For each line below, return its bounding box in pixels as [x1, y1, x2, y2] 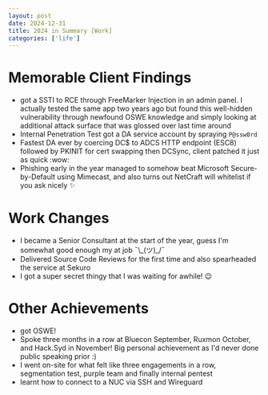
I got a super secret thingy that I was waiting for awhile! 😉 [19, 271, 213, 281]
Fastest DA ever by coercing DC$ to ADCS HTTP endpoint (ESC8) [19, 138, 238, 148]
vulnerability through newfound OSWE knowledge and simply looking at [19, 112, 257, 122]
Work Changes [8, 210, 110, 227]
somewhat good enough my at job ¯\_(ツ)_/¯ [19, 246, 166, 255]
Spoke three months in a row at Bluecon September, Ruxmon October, [19, 335, 251, 344]
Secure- [230, 164, 258, 173]
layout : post [8, 11, 52, 20]
